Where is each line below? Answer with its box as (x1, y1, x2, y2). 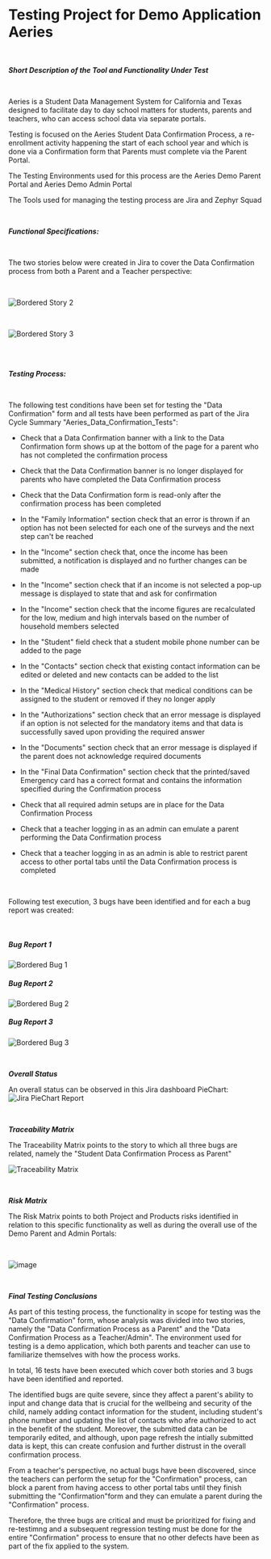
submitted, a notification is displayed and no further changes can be (19, 555, 248, 565)
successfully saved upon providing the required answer (19, 727, 206, 736)
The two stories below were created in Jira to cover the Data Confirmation (8, 257, 255, 268)
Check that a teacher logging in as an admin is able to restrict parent (19, 848, 248, 857)
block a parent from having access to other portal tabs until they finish (8, 1482, 242, 1492)
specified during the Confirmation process (19, 784, 161, 794)
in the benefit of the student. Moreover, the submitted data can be (8, 1424, 227, 1434)
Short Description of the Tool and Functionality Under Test (8, 65, 209, 74)
